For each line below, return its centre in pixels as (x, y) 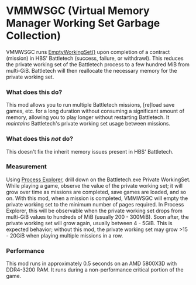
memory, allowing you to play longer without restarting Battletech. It (88, 117)
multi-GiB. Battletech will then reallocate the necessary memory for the (92, 70)
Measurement (26, 167)
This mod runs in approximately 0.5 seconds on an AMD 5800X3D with (92, 264)
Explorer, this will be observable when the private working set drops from (94, 211)
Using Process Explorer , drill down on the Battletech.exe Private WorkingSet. (98, 179)
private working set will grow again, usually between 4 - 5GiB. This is (89, 223)
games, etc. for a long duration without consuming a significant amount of (95, 111)
